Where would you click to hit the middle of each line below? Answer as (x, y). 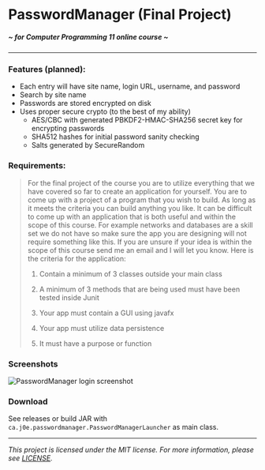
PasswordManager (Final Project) (120, 15)
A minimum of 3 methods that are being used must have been (140, 289)
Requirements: (37, 166)
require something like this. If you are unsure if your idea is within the (140, 242)
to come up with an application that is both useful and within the (132, 216)
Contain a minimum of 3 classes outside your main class (131, 273)
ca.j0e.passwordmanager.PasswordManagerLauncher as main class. (114, 427)
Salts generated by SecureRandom (88, 145)
